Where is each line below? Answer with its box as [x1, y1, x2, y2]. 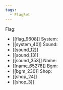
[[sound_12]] [12, 47, 39, 53]
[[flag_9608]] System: [12, 36, 58, 42]
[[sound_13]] [12, 52, 39, 58]
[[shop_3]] [12, 79, 34, 85]
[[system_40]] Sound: [12, 41, 58, 47]
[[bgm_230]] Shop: [12, 68, 52, 74]
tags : [5, 7, 17, 13]
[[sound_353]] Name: [12, 57, 57, 63]
